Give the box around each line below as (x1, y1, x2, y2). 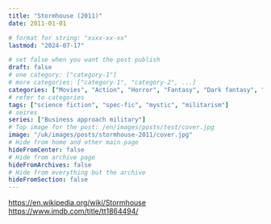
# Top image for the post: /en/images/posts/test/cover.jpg (8, 123, 215, 131)
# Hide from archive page (8, 153, 95, 161)
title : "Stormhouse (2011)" (8, 11, 103, 20)
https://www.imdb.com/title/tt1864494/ (8, 206, 139, 216)
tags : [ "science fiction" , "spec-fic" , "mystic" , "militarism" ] (8, 101, 229, 109)
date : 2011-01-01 (8, 19, 67, 27)
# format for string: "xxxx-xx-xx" (8, 34, 128, 42)
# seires (8, 108, 38, 117)
